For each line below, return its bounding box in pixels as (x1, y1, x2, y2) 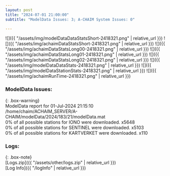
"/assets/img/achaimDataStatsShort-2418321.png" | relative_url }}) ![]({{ (15, 41, 165, 47)
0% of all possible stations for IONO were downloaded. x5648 (5, 119, 135, 125)
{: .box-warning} (5, 97, 40, 103)
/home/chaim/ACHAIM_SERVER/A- (5, 108, 78, 114)
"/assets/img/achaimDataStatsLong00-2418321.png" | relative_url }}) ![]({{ (5, 46, 160, 52)
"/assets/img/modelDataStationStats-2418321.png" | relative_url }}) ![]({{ (5, 68, 156, 74)
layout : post (5, 7, 33, 13)
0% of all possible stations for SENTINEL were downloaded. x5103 (5, 124, 144, 130)
